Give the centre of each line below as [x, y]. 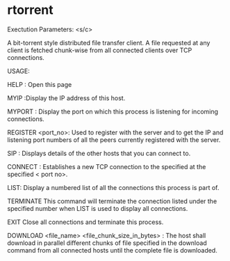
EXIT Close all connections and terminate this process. [85, 222]
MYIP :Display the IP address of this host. [66, 98]
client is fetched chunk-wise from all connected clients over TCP [100, 50]
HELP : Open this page [40, 84]
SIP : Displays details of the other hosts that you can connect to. [99, 153]
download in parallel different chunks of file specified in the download [107, 243]
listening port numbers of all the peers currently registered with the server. [114, 140]
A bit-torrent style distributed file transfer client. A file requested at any [109, 42]
